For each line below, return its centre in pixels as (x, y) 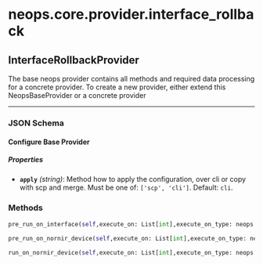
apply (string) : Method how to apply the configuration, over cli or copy (133, 179)
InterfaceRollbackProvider (74, 60)
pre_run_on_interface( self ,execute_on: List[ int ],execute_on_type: (121, 224)
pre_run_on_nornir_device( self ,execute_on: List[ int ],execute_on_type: (127, 238)
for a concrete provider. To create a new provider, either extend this (117, 87)
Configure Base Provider (49, 142)
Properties (26, 160)
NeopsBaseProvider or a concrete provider (77, 95)
